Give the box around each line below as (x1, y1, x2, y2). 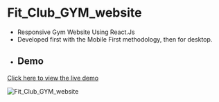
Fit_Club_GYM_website (7, 5, 142, 21)
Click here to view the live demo (7, 74, 99, 82)
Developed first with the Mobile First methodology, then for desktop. (17, 35, 213, 43)
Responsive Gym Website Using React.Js (17, 28, 135, 36)
